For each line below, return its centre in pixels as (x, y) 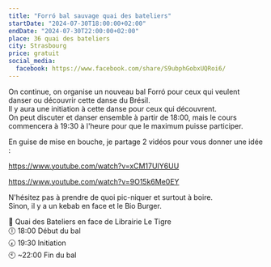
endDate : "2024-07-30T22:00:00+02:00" (74, 31)
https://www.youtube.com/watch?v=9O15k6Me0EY (94, 181)
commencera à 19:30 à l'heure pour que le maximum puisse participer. (126, 125)
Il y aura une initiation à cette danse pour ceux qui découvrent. (112, 108)
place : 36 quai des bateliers (59, 38)
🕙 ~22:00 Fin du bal (42, 255)
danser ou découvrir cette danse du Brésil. (80, 100)
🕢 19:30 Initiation (37, 243)
